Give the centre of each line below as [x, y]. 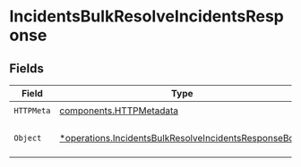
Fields [27, 68]
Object [28, 138]
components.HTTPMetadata [119, 111]
